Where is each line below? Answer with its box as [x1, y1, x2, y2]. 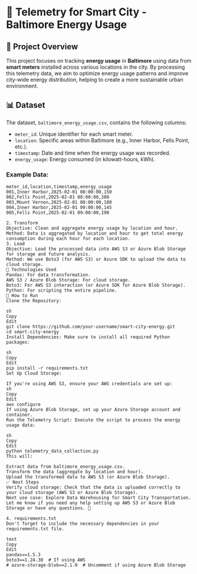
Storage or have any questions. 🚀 [6, 505, 91, 511]
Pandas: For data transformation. [6, 272, 91, 278]
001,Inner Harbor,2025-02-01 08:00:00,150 [6, 189, 112, 195]
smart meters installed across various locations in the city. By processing [6, 63, 185, 70]
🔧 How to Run [6, 293, 38, 299]
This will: [6, 453, 33, 460]
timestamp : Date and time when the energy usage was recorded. [14, 149, 171, 156]
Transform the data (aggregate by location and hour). [6, 469, 144, 475]
